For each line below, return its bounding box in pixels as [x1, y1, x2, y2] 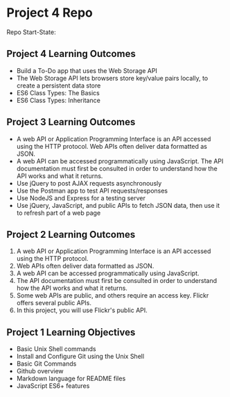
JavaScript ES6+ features [16, 382, 90, 390]
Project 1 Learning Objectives [6, 326, 136, 338]
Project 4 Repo [6, 5, 93, 21]
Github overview [16, 367, 64, 375]
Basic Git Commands [16, 359, 77, 368]
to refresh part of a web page [16, 209, 101, 217]
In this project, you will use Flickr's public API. [16, 306, 148, 314]
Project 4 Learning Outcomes [6, 48, 136, 60]
